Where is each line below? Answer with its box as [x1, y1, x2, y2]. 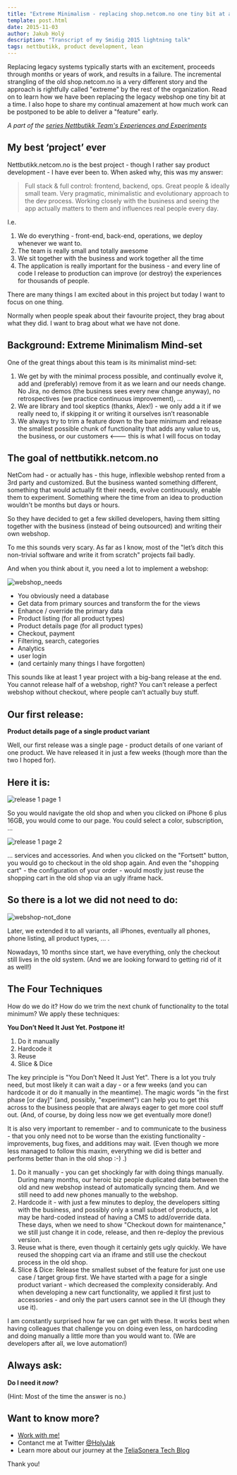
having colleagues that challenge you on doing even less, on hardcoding [7, 1324, 218, 1332]
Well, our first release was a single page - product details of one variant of [7, 741, 224, 749]
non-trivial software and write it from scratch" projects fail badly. [7, 551, 195, 559]
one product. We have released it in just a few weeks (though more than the [7, 748, 228, 757]
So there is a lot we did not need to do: [7, 894, 178, 906]
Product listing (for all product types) [17, 614, 125, 623]
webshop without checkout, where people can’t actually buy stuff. [7, 688, 200, 696]
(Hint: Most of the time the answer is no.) [7, 1392, 127, 1400]
